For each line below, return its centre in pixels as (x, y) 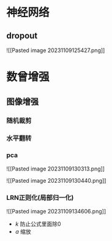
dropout (22, 35)
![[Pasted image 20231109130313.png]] (56, 169)
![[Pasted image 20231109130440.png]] (56, 180)
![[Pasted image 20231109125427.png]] (56, 50)
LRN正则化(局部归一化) (40, 197)
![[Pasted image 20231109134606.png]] (56, 212)
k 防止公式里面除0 (38, 224)
